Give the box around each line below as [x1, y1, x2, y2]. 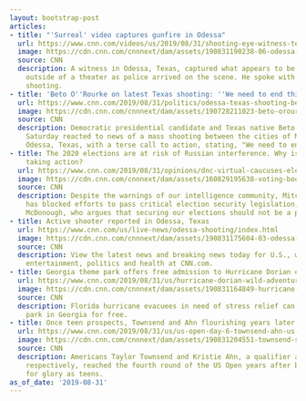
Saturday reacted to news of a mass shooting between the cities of [25, 132, 291, 141]
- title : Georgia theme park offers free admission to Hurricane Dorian [9, 268, 291, 277]
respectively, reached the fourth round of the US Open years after [25, 361, 291, 370]
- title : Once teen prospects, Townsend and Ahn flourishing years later [9, 318, 296, 328]
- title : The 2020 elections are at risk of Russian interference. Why [9, 149, 287, 158]
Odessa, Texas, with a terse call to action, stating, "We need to [25, 140, 287, 149]
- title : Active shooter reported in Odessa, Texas [9, 216, 209, 226]
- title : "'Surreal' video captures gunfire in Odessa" [9, 30, 226, 39]
